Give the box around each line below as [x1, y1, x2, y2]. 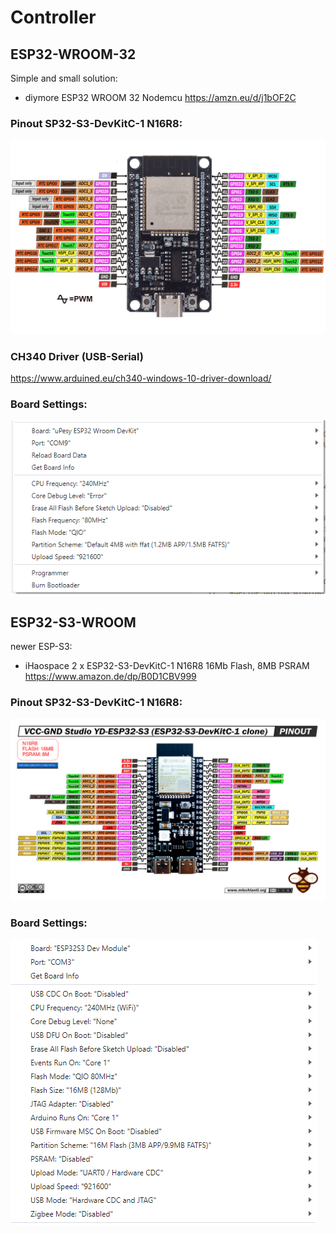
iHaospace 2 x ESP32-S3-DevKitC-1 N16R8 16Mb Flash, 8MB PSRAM [24, 659, 310, 671]
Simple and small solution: [10, 72, 118, 84]
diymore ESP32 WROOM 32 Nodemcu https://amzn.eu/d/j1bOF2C [24, 92, 297, 103]
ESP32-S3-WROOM [10, 614, 137, 631]
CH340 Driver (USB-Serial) [10, 349, 144, 363]
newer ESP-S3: [10, 640, 73, 652]
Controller [10, 6, 97, 29]
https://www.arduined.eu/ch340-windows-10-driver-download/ [10, 372, 272, 385]
